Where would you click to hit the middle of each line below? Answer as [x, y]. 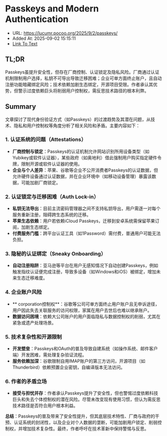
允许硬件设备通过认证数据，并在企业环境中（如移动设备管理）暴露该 [82, 176]
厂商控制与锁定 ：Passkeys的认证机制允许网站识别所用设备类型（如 [81, 151]
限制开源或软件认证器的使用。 [52, 164]
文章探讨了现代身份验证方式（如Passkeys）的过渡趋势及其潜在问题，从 [78, 119]
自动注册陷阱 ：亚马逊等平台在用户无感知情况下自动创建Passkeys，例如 [85, 266]
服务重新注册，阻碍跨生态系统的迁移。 [51, 215]
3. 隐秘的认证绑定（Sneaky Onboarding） [56, 254]
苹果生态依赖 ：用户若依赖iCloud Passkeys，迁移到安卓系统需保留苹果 [84, 221]
